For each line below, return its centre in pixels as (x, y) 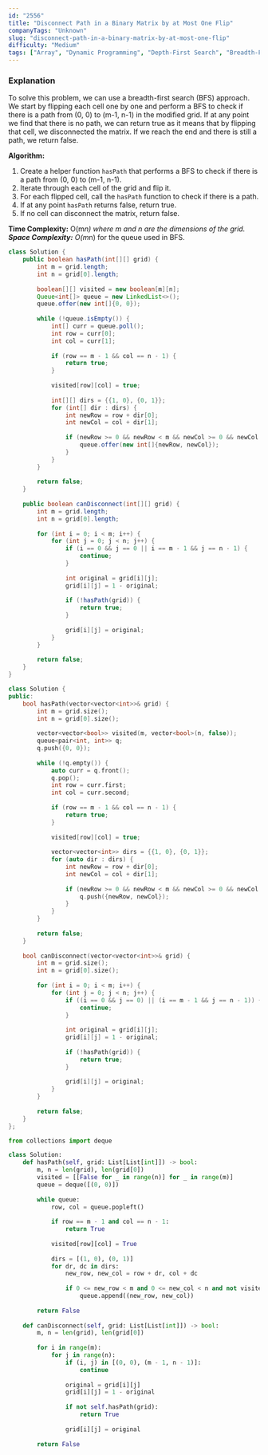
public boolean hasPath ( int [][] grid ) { (91, 260)
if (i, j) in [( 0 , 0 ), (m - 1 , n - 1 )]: (133, 1363)
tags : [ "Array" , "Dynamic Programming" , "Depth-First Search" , (116, 53)
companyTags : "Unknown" (48, 30)
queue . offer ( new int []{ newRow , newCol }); (149, 445)
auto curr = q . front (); (90, 770)
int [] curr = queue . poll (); (98, 326)
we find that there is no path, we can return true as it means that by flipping (132, 124)
